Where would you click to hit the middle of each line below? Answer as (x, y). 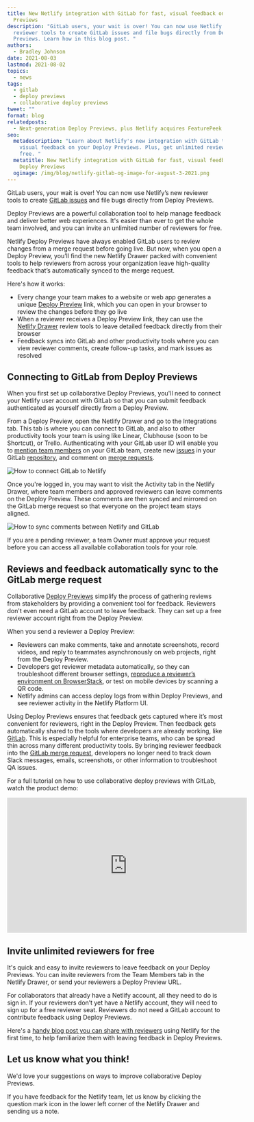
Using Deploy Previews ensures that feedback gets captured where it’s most (115, 717)
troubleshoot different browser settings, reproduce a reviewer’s (106, 674)
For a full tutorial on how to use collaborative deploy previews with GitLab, (112, 781)
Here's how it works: (36, 284)
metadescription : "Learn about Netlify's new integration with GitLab (116, 141)
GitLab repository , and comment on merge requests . (81, 458)
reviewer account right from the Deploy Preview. (75, 618)
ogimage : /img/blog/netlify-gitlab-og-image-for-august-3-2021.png (112, 173)
